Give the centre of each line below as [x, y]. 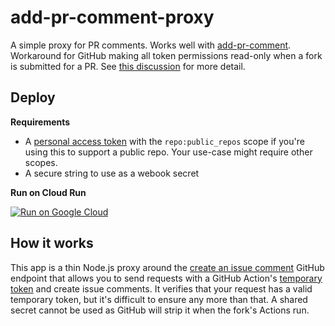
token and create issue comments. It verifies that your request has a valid [161, 288]
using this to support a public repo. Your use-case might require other [168, 152]
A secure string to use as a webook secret [112, 173]
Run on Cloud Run [48, 192]
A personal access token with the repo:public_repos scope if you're [164, 141]
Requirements [40, 122]
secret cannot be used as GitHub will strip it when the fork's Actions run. [160, 310]
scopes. [41, 162]
